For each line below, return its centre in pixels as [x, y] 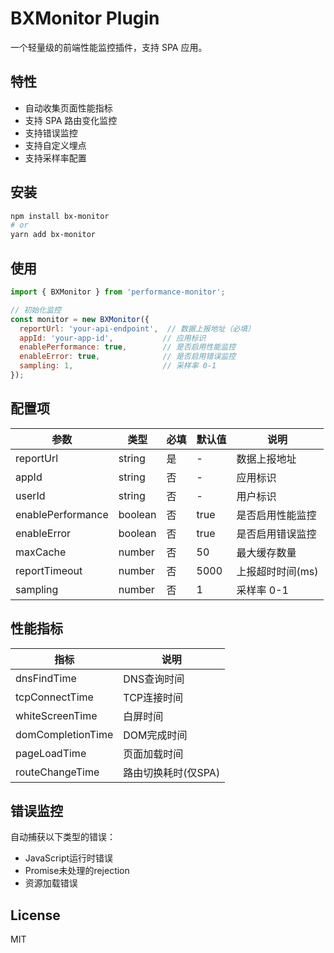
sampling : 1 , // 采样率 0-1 [118, 366]
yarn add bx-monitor [53, 235]
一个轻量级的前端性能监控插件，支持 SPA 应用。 [109, 47]
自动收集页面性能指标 [68, 108]
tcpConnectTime [54, 697]
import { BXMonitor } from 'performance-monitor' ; [118, 292]
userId [30, 495]
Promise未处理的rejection [77, 871]
